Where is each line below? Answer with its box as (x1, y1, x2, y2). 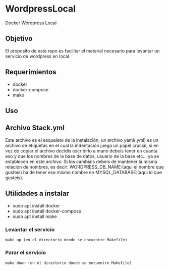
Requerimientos (5, 68, 57, 76)
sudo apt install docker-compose (12, 208, 82, 214)
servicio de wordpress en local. (5, 53, 71, 59)
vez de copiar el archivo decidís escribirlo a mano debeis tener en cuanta (5, 147, 158, 154)
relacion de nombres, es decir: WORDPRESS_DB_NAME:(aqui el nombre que (5, 164, 164, 170)
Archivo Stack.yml (5, 124, 65, 132)
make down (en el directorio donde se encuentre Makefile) (5, 260, 132, 265)
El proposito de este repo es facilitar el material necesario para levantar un (5, 47, 160, 53)
